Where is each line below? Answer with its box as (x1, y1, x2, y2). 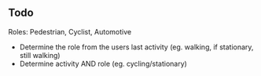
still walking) (19, 50, 61, 60)
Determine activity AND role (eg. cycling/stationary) (19, 59, 187, 68)
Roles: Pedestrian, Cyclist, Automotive (8, 27, 132, 36)
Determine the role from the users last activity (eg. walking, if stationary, (19, 42, 254, 52)
